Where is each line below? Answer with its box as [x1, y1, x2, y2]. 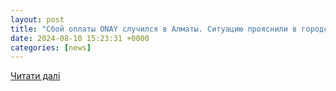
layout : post [10, 14, 65, 25]
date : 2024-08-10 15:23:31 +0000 [10, 33, 150, 43]
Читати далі [10, 70, 61, 82]
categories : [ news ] [10, 42, 92, 53]
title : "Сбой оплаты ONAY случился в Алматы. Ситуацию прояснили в [10, 24, 298, 34]
